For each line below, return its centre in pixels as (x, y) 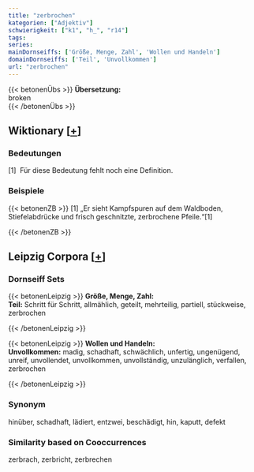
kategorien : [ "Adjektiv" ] (50, 23)
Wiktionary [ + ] (45, 131)
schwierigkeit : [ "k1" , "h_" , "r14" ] (68, 30)
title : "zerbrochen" (42, 15)
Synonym (27, 405)
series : (21, 45)
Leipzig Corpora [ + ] (57, 257)
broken (20, 97)
